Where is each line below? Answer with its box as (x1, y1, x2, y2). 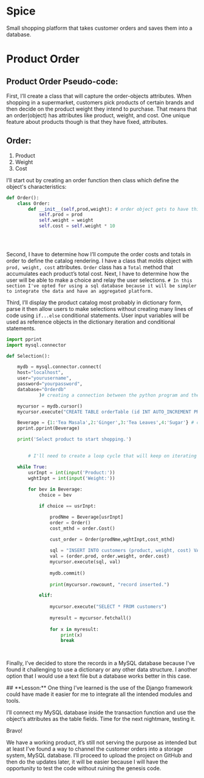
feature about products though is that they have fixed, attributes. (6, 118, 168, 125)
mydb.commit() (49, 570, 86, 576)
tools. (6, 697, 21, 705)
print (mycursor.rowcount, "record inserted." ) (49, 581, 170, 587)
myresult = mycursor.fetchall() (49, 615, 132, 621)
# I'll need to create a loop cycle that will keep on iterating (28, 452, 197, 459)
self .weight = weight (38, 217, 94, 224)
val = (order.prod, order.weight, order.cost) (49, 553, 170, 559)
